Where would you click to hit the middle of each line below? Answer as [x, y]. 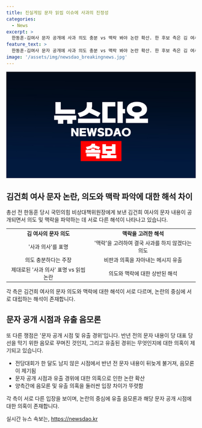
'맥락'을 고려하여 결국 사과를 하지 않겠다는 [143, 243]
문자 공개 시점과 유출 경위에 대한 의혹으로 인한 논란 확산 [80, 378]
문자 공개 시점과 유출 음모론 [54, 319]
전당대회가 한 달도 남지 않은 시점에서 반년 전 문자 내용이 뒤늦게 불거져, [96, 363]
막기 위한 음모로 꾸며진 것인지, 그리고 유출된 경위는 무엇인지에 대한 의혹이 [103, 343]
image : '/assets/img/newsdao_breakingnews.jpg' [67, 57]
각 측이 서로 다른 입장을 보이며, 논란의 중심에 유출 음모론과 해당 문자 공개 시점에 [99, 398]
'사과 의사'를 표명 [48, 247]
